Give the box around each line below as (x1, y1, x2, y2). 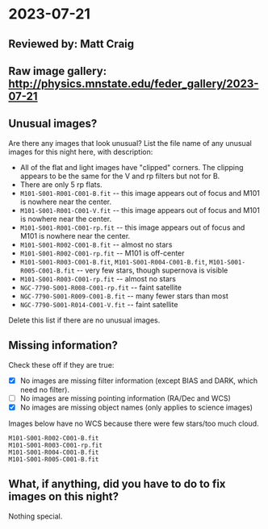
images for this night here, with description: (8, 147, 153, 156)
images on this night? (8, 489, 119, 504)
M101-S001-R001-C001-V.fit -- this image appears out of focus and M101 (19, 205, 261, 215)
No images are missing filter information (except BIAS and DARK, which (19, 376, 258, 385)
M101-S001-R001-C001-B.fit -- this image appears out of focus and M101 (19, 188, 261, 198)
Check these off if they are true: (8, 360, 115, 369)
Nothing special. (8, 511, 63, 521)
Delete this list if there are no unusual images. (8, 315, 161, 325)
